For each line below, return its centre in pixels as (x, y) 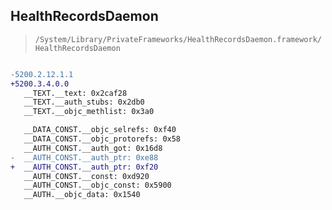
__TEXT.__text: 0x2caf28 (75, 93)
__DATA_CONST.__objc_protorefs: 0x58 (102, 139)
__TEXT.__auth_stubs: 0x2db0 (84, 102)
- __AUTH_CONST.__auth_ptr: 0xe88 (84, 157)
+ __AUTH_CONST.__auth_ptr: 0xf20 (84, 167)
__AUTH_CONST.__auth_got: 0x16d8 (93, 148)
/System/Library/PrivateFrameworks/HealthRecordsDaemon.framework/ (178, 39)
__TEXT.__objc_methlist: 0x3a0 (89, 112)
